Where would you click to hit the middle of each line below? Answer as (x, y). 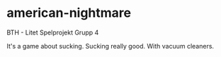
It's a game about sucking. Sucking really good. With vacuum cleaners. (110, 46)
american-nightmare (69, 13)
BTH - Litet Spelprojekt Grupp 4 (53, 32)
